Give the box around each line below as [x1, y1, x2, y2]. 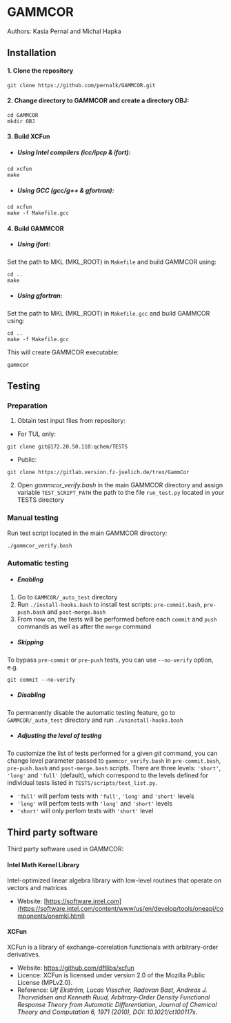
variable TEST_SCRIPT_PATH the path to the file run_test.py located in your [17, 489, 225, 497]
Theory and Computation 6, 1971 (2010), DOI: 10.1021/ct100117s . [17, 1008, 198, 1016]
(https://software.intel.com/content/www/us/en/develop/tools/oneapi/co [17, 904, 224, 912]
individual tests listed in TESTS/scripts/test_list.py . [7, 778, 157, 786]
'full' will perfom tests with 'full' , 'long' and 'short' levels [17, 792, 194, 800]
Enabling [17, 575, 43, 583]
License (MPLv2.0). [17, 978, 72, 986]
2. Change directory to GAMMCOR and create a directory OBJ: [7, 96, 190, 105]
